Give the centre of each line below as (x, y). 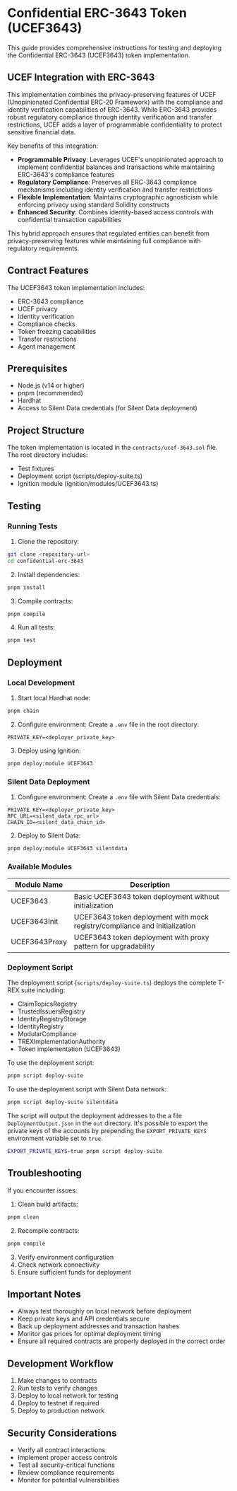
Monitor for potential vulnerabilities (68, 1480)
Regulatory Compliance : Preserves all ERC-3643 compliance (107, 182)
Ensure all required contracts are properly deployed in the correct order (121, 1341)
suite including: (43, 990)
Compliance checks (46, 324)
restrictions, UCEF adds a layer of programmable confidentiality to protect (115, 124)
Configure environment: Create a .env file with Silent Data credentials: (119, 796)
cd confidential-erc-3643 (45, 561)
